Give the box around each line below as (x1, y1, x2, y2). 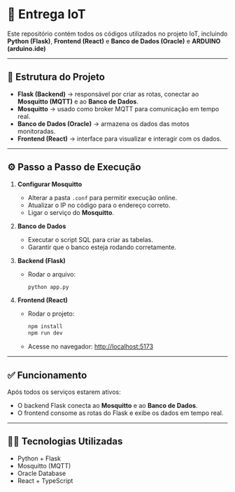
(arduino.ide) (7, 44, 47, 52)
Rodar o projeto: (27, 309, 75, 318)
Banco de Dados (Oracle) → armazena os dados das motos (17, 119, 190, 128)
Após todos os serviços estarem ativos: (7, 388, 121, 396)
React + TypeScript (17, 476, 73, 485)
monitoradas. (17, 127, 56, 135)
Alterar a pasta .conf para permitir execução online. (27, 193, 178, 202)
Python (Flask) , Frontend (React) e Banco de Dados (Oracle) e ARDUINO (7, 36, 221, 45)
